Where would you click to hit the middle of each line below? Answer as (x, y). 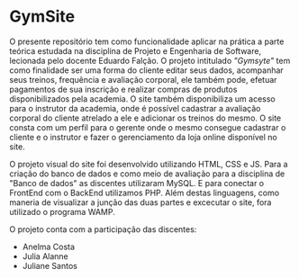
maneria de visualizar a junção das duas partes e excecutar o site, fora (140, 202)
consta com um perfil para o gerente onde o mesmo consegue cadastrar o (148, 127)
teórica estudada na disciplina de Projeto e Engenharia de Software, (136, 50)
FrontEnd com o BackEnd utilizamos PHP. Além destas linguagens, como (145, 193)
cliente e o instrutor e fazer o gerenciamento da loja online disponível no (143, 137)
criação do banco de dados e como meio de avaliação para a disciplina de (147, 174)
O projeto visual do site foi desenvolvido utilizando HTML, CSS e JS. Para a (149, 164)
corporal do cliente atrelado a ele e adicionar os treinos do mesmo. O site (145, 118)
